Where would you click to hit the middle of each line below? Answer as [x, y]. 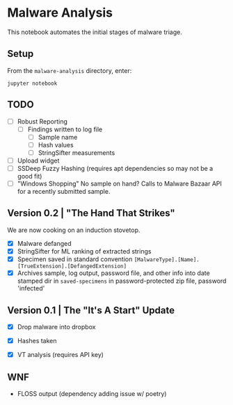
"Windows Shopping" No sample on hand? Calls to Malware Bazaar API [120, 183]
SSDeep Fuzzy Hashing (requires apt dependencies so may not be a [115, 168]
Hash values [56, 144]
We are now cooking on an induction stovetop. [74, 230]
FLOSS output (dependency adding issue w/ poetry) [92, 393]
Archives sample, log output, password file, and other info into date [113, 273]
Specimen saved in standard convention [75, 259]
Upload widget [38, 160]
